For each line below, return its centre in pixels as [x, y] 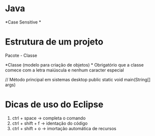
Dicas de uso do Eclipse [54, 104]
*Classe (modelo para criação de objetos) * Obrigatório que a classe [75, 65]
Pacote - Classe [21, 55]
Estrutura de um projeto [54, 42]
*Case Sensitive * [23, 22]
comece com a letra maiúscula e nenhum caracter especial [65, 70]
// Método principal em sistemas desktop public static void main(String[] [78, 79]
